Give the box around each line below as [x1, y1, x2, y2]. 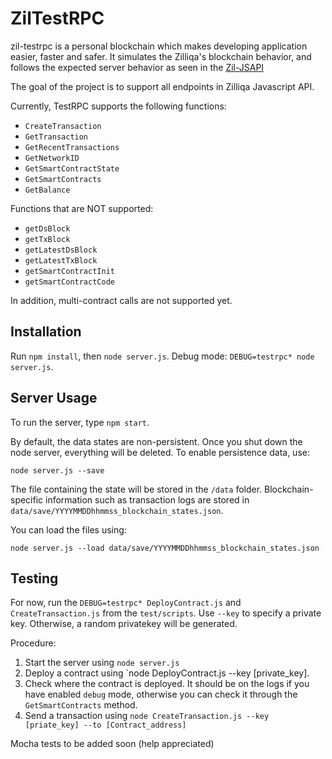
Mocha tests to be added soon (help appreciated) [10, 738, 215, 750]
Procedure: [10, 637, 57, 649]
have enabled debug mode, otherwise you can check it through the [24, 688, 298, 701]
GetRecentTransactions [24, 142, 120, 152]
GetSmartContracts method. [24, 699, 138, 711]
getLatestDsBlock [24, 245, 98, 255]
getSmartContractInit [24, 266, 115, 276]
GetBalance [24, 185, 71, 195]
